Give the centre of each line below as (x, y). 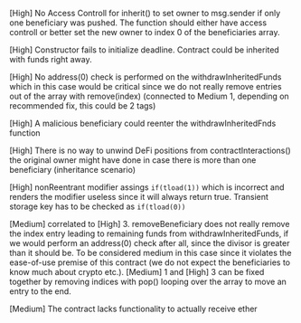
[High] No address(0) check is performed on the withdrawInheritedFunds (146, 77)
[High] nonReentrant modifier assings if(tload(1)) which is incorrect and (147, 187)
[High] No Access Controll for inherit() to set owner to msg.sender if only (145, 13)
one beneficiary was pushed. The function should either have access (138, 23)
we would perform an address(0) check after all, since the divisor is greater (150, 243)
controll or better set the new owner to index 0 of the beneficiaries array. (145, 32)
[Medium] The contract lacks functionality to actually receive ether (133, 309)
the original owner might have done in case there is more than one (133, 160)
